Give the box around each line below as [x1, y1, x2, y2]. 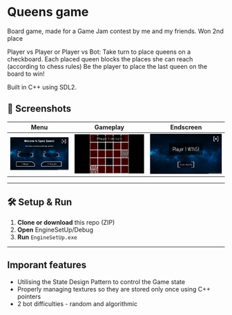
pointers [17, 292, 41, 301]
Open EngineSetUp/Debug [17, 225, 93, 234]
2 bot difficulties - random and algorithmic [17, 299, 138, 307]
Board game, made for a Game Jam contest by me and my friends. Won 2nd [7, 27, 224, 35]
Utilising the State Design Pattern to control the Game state [17, 277, 185, 286]
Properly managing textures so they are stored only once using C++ [17, 285, 211, 293]
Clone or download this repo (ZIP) [17, 218, 115, 226]
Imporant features [7, 259, 87, 271]
